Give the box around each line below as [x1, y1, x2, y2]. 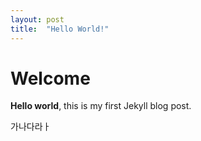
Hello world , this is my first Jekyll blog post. [10, 100, 192, 112]
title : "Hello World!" [10, 24, 110, 34]
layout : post [10, 14, 65, 25]
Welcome [10, 67, 91, 90]
